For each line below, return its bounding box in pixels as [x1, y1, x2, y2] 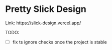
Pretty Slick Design [5, 3, 87, 15]
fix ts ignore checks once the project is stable [12, 39, 107, 45]
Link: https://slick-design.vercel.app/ [5, 20, 81, 26]
